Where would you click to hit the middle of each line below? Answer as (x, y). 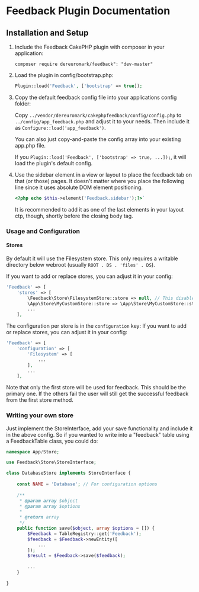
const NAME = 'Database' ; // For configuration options (87, 484)
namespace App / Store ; (33, 452)
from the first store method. (40, 400)
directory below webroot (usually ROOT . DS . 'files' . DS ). (81, 264)
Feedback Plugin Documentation (88, 11)
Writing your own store (40, 415)
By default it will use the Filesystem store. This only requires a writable (92, 258)
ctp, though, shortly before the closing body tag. (74, 216)
